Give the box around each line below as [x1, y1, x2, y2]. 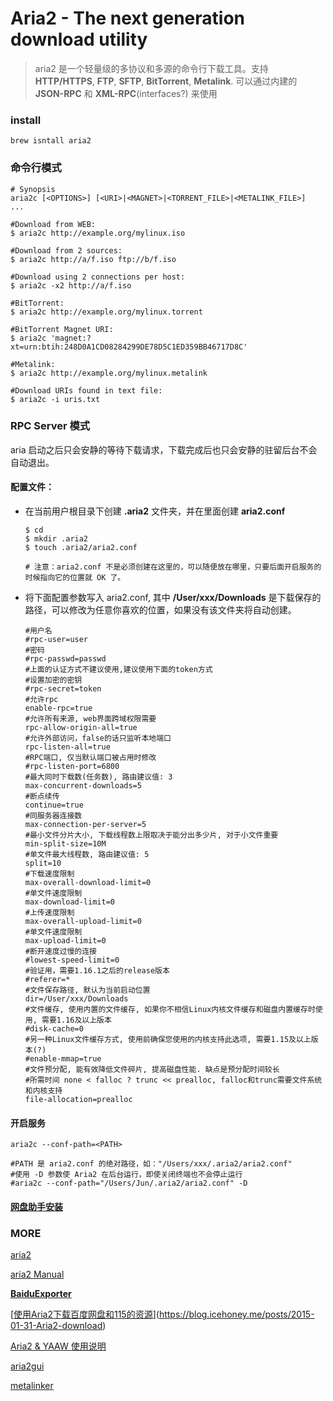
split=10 [24, 858, 62, 869]
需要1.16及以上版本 [41, 1015, 112, 1026]
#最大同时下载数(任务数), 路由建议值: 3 [24, 772, 173, 782]
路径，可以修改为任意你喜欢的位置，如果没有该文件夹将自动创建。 [24, 604, 297, 616]
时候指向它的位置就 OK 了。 [24, 573, 126, 583]
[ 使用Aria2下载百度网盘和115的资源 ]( [10, 1308, 160, 1321]
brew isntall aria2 [10, 136, 92, 146]
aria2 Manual [10, 1268, 65, 1281]
